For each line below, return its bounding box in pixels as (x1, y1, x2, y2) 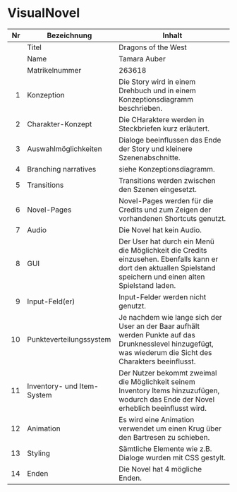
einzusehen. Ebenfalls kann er (119, 254, 219, 264)
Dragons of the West (119, 42, 187, 52)
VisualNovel (7, 5, 80, 21)
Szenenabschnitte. (119, 152, 181, 162)
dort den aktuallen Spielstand (119, 263, 217, 272)
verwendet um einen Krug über (119, 424, 222, 433)
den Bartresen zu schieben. (119, 432, 210, 442)
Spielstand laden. (119, 280, 176, 290)
